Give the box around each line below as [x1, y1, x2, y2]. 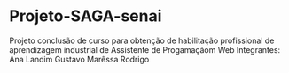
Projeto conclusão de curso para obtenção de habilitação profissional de [9, 35, 275, 46]
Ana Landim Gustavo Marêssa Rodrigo [9, 54, 150, 64]
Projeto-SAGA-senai [9, 6, 162, 26]
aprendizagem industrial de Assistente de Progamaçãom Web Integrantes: [9, 44, 281, 55]
